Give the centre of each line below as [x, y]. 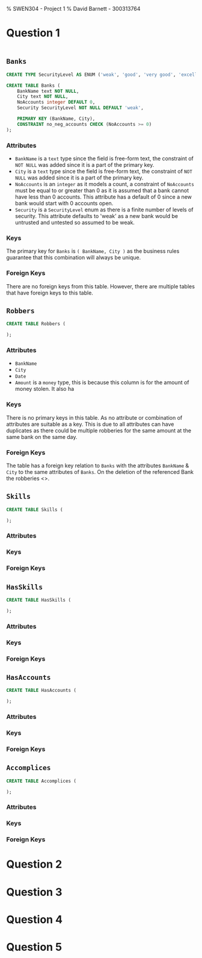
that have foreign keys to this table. [50, 293]
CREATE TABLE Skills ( [35, 509]
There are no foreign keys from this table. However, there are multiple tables [101, 286]
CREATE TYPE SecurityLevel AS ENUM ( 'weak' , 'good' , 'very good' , [91, 75]
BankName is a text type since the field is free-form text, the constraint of [104, 158]
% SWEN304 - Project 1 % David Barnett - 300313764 [73, 9]
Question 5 [34, 947]
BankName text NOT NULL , [48, 91]
